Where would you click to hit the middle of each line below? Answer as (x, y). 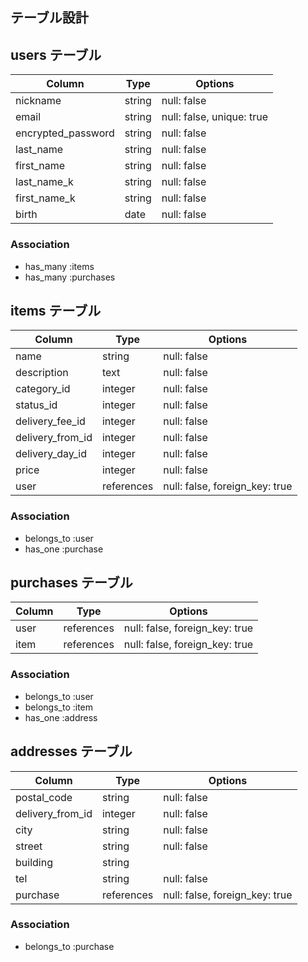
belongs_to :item (59, 707)
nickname (38, 101)
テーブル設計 (49, 18)
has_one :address (61, 717)
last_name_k (44, 182)
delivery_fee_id (50, 421)
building (34, 862)
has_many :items (59, 266)
